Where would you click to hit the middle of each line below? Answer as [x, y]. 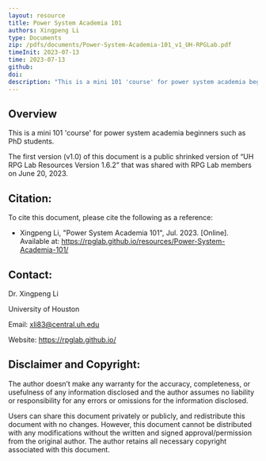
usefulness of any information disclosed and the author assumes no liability [131, 392]
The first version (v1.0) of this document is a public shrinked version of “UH [131, 157]
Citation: [30, 198]
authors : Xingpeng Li [44, 30]
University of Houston [44, 309]
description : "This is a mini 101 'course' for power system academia [127, 82]
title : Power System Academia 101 [65, 23]
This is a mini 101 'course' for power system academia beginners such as [127, 133]
